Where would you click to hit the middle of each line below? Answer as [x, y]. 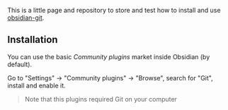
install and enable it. [36, 85]
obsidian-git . [26, 18]
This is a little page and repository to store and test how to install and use [114, 10]
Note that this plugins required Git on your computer [101, 99]
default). [20, 64]
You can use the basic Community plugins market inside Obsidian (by [109, 56]
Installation [33, 40]
